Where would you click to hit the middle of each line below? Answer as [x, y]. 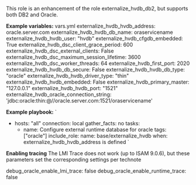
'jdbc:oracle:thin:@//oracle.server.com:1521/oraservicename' [80, 101]
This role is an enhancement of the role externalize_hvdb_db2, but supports [97, 8]
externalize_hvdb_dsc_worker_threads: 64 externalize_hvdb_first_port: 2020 [98, 63]
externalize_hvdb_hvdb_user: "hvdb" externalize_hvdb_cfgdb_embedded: [94, 38]
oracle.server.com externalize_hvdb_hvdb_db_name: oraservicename [90, 32]
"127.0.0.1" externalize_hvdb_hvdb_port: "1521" [62, 88]
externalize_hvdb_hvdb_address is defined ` [76, 142]
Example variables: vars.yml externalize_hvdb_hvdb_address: [81, 26]
